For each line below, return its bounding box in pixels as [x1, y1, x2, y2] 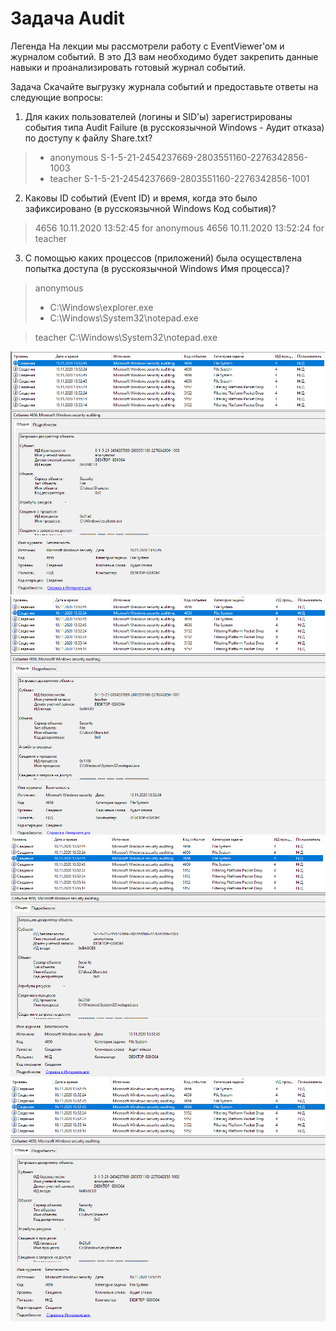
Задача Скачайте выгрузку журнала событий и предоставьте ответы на [10, 80, 319, 92]
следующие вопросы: [10, 91, 104, 103]
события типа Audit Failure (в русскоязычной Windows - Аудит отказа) [24, 121, 325, 133]
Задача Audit [10, 7, 125, 30]
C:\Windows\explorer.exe [49, 301, 154, 313]
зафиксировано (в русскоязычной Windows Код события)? [24, 202, 277, 214]
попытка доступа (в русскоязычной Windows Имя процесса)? [24, 262, 290, 274]
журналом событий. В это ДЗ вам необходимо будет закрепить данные [10, 50, 319, 62]
